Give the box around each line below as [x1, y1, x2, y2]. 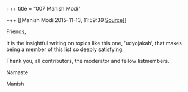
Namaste [6, 69, 29, 76]
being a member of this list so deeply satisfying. [6, 46, 124, 53]
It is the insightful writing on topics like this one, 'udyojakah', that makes [6, 40, 183, 46]
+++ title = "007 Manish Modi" [6, 5, 82, 12]
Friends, [6, 28, 27, 35]
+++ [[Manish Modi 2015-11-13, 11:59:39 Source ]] [6, 17, 127, 23]
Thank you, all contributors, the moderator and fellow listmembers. [6, 58, 170, 64]
